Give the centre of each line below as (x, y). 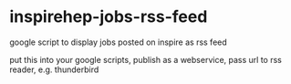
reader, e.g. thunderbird (54, 69)
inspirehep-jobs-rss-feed (109, 17)
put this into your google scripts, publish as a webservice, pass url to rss (146, 59)
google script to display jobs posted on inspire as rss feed (119, 42)
